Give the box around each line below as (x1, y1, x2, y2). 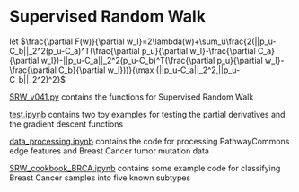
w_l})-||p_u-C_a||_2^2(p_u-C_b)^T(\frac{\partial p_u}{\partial (40, 55, 263, 65)
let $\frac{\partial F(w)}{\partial (9, 36, 125, 47)
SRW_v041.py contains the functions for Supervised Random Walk (9, 92, 254, 102)
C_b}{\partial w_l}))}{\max (57, 65, 154, 75)
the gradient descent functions (9, 118, 124, 129)
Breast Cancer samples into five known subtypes (9, 172, 191, 183)
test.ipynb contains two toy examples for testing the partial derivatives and (9, 109, 286, 119)
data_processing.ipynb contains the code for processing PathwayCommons (9, 135, 290, 146)
